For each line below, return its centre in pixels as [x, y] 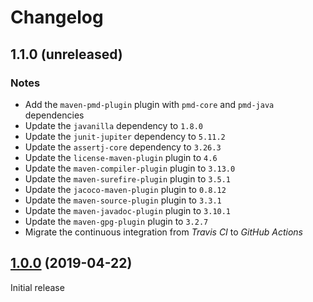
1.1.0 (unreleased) [66, 54]
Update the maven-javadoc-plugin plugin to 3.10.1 [128, 210]
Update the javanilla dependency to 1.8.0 [113, 125]
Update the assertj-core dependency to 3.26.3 [123, 147]
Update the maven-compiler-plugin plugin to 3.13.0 [130, 168]
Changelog [57, 17]
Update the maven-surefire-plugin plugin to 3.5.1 [128, 178]
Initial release [37, 287]
